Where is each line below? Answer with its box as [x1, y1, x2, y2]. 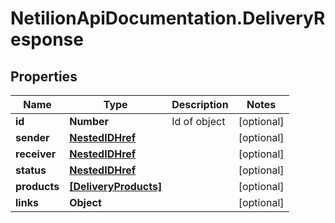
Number [69, 115, 110, 128]
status [15, 163, 47, 177]
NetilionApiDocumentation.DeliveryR [10, 7, 326, 30]
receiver [15, 147, 57, 161]
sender [15, 131, 50, 144]
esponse [10, 28, 84, 51]
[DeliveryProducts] [69, 180, 163, 193]
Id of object [171, 115, 226, 128]
